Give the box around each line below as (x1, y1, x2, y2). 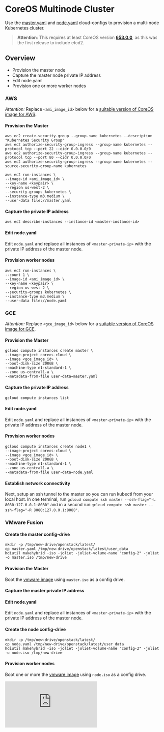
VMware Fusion (5, 519, 43, 526)
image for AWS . (5, 112, 37, 118)
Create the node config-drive (5, 626, 66, 632)
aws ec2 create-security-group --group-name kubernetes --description (5, 134, 153, 139)
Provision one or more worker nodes (12, 83, 86, 89)
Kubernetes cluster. (5, 25, 45, 30)
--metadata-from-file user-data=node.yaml (5, 470, 93, 475)
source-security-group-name (5, 164, 63, 169)
